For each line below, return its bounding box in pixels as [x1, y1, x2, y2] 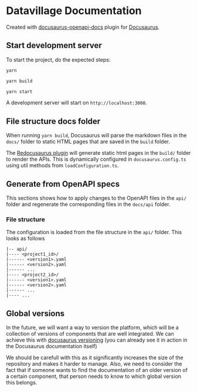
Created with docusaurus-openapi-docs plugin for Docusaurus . [6, 23, 160, 31]
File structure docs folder [6, 116, 101, 126]
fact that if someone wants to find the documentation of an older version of [6, 367, 188, 374]
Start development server [6, 40, 103, 50]
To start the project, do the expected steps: [6, 56, 111, 63]
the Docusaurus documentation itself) [6, 343, 98, 350]
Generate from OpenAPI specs [6, 179, 120, 189]
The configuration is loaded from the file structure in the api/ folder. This [6, 229, 182, 236]
